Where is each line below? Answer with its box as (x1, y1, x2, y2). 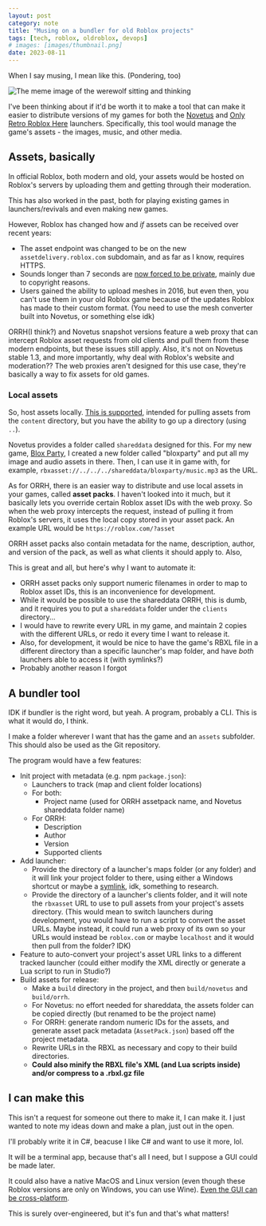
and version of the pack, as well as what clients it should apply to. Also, (8, 547, 243, 557)
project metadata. (31, 1034, 90, 1044)
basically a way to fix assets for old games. (8, 369, 150, 379)
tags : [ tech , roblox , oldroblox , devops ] (8, 34, 148, 42)
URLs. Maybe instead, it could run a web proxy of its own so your (31, 924, 246, 933)
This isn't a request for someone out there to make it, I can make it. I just (8, 1113, 245, 1122)
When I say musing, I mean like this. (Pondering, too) (8, 71, 182, 80)
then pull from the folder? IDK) (31, 941, 131, 950)
